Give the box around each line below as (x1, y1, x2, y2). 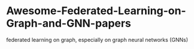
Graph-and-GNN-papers (6, 17, 132, 30)
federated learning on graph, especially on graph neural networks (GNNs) (6, 36, 189, 43)
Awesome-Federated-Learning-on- (6, 4, 187, 18)
